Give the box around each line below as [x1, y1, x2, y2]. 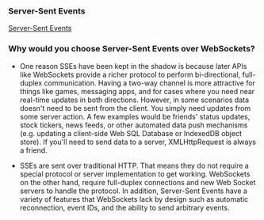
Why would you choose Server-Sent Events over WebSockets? [8, 44, 255, 55]
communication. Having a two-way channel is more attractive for [44, 78, 256, 88]
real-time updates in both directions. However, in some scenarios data [19, 95, 250, 104]
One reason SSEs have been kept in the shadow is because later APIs [19, 61, 247, 70]
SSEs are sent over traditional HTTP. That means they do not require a [19, 161, 250, 170]
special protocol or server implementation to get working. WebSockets [19, 169, 251, 179]
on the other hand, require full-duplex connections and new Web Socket [19, 177, 256, 187]
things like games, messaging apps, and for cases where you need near [19, 86, 255, 96]
